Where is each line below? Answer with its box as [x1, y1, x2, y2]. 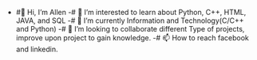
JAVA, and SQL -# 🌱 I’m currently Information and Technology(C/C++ [15, 16, 244, 25]
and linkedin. [15, 44, 58, 54]
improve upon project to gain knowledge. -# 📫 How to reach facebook [15, 33, 250, 43]
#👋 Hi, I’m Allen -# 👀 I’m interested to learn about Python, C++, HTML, [15, 8, 247, 17]
